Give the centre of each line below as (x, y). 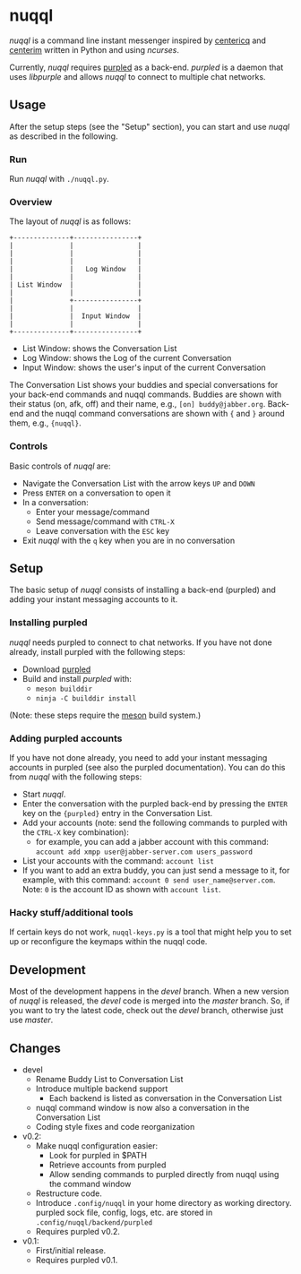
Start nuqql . (44, 795)
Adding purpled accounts (66, 738)
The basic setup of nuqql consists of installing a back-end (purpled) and (142, 590)
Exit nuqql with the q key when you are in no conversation (129, 540)
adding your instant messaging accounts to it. (94, 599)
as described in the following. (64, 136)
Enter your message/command (93, 512)
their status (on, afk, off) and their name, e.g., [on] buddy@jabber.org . (138, 404)
